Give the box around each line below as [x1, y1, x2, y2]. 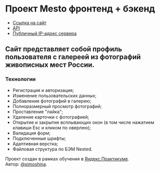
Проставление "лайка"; [12, 109, 63, 115]
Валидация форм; [12, 130, 51, 136]
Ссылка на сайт [12, 20, 47, 26]
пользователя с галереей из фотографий [5, 53, 141, 61]
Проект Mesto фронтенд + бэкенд [5, 3, 155, 15]
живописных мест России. [5, 61, 95, 69]
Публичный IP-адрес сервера [12, 30, 77, 36]
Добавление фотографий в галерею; [12, 98, 92, 104]
